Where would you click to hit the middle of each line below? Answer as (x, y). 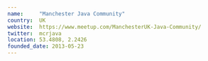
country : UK (27, 20)
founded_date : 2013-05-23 (45, 46)
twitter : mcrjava (34, 33)
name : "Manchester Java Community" (66, 14)
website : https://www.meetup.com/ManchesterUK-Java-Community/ (104, 27)
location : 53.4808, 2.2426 (47, 40)
